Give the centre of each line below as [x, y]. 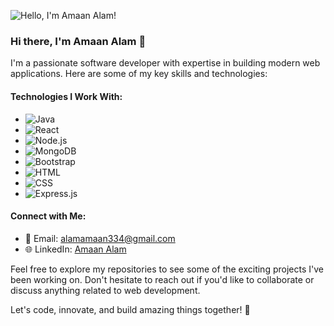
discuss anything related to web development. [105, 290]
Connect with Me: [48, 216]
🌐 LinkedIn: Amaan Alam [75, 249]
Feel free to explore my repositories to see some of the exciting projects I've [167, 269]
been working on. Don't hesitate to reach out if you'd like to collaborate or [162, 279]
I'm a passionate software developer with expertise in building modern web [165, 63]
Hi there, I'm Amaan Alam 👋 [78, 41]
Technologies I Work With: [66, 96]
